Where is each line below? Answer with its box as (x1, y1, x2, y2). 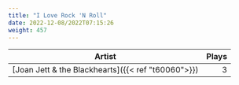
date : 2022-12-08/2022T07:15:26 (8, 19, 114, 27)
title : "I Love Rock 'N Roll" (8, 11, 108, 20)
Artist (94, 51, 116, 62)
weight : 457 (8, 26, 47, 34)
